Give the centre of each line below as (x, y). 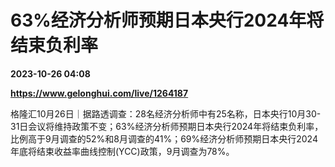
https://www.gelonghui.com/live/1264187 (99, 93)
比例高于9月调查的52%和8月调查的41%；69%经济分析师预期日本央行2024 (164, 138)
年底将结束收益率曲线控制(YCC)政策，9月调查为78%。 (122, 151)
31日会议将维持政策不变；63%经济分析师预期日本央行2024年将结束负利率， (167, 126)
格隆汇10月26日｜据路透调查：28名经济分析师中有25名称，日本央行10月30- (166, 113)
